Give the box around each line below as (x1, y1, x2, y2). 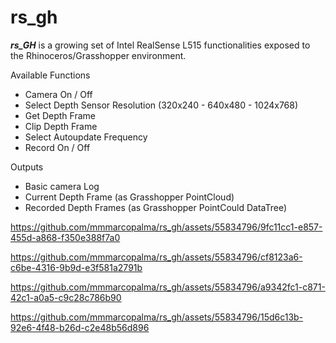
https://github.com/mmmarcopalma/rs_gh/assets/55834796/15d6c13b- (10, 311, 304, 323)
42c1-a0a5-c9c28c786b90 (10, 291, 122, 303)
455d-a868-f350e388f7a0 (10, 231, 121, 243)
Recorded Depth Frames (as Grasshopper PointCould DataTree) (24, 201, 288, 213)
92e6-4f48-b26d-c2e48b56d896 (10, 321, 150, 333)
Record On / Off (24, 141, 91, 153)
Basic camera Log (24, 180, 100, 192)
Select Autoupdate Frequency (24, 131, 148, 143)
